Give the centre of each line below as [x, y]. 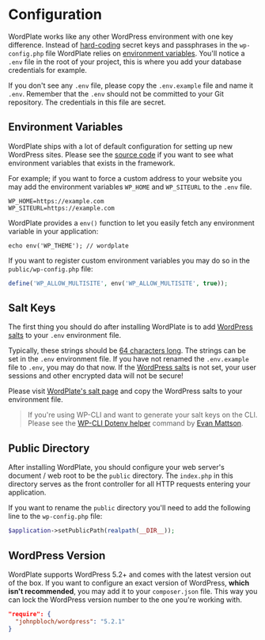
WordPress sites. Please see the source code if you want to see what [121, 154]
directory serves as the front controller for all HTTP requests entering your [129, 484]
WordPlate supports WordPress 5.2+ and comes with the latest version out [130, 574]
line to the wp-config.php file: [55, 517]
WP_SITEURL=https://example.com [61, 208]
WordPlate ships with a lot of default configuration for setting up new [121, 146]
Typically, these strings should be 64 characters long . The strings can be [127, 350]
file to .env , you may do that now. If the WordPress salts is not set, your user [132, 367]
